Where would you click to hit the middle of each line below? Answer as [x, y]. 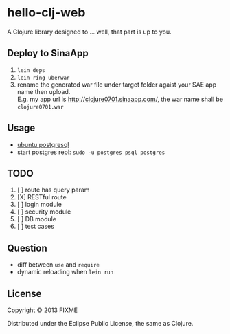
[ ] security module [44, 212]
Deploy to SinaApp [48, 53]
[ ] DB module [37, 219]
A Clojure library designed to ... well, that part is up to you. [89, 32]
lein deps [31, 70]
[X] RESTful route [42, 197]
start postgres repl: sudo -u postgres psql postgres [91, 152]
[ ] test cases [36, 226]
